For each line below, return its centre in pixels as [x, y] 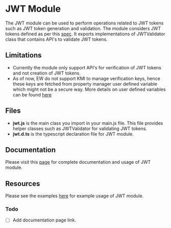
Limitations [23, 55]
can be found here [32, 94]
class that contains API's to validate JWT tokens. [57, 39]
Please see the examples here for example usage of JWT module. [75, 196]
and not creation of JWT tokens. [46, 73]
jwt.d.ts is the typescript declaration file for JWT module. [73, 134]
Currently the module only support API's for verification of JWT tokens [87, 67]
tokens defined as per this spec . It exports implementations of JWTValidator [85, 34]
